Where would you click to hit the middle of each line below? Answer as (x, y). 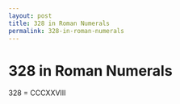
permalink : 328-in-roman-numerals (67, 31)
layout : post (30, 16)
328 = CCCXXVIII (37, 93)
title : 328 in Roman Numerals (59, 23)
